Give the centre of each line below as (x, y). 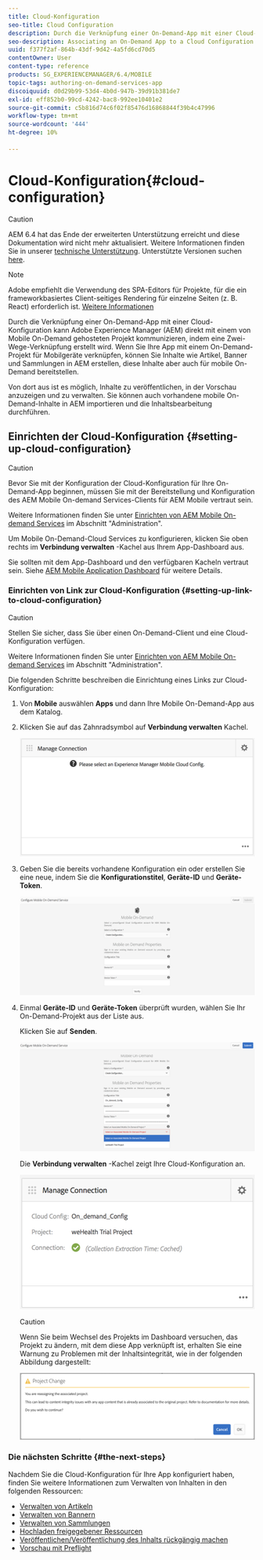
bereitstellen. (58, 371)
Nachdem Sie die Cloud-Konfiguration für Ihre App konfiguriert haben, (121, 1474)
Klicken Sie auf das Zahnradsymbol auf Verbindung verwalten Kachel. (134, 727)
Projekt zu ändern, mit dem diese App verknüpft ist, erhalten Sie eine (131, 1345)
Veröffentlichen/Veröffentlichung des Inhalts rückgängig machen (124, 1540)
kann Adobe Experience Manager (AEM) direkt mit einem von (152, 330)
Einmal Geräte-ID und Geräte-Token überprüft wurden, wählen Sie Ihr (132, 1008)
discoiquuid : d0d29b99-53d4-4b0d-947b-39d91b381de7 (94, 91)
